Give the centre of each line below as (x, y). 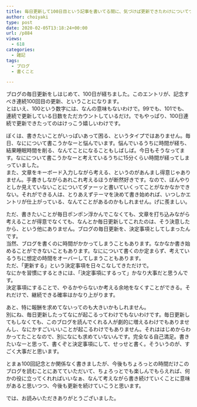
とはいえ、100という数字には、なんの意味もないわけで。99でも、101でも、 (97, 108)
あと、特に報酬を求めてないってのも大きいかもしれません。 (78, 307)
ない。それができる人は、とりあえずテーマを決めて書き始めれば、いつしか (96, 195)
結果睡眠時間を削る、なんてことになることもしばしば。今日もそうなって (93, 151)
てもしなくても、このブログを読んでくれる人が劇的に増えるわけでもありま (95, 322)
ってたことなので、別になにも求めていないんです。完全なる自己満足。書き (100, 337)
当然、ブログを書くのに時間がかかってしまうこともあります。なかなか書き (96, 243)
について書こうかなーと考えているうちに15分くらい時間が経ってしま (108, 158)
